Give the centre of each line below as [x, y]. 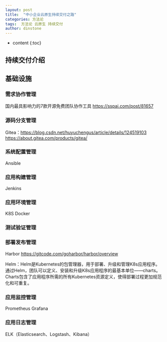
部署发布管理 [21, 242]
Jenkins [13, 189]
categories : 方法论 [24, 19]
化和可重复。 [18, 283]
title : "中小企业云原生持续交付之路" [41, 15]
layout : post [19, 10]
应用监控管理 [21, 297]
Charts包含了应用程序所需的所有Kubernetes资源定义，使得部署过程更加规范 [83, 277]
